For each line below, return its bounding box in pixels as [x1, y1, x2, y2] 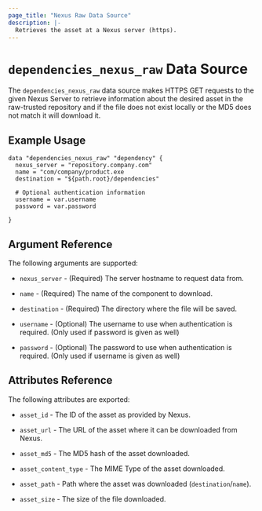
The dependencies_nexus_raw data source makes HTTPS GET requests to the [8, 86, 255, 95]
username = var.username [15, 195, 96, 204]
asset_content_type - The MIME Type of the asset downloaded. [19, 464, 225, 473]
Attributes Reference [8, 374, 113, 387]
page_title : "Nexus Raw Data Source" [8, 11, 132, 20]
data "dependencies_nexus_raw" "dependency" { [8, 155, 163, 162]
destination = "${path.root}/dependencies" [15, 175, 159, 183]
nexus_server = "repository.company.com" [15, 162, 153, 170]
